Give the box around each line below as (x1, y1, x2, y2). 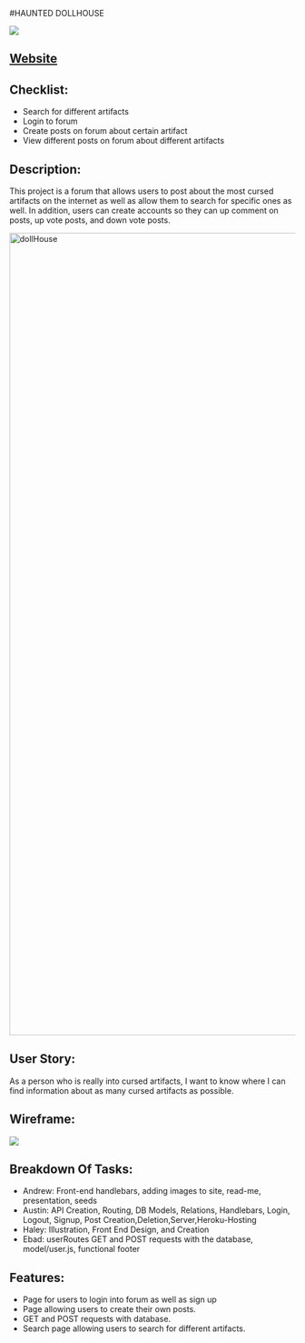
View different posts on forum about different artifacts (22, 136, 225, 146)
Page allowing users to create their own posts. (22, 1304, 197, 1315)
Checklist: (9, 82, 69, 97)
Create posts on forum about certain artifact (22, 126, 188, 136)
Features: (9, 1269, 65, 1286)
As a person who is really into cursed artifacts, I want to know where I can (9, 1075, 286, 1086)
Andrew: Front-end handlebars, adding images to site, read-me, (22, 1186, 261, 1197)
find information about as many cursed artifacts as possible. (9, 1085, 234, 1096)
